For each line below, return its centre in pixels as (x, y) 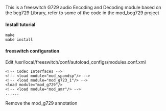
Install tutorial (20, 24)
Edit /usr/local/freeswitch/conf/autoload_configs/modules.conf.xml (76, 62)
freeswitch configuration (32, 51)
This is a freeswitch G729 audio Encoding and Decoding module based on (84, 7)
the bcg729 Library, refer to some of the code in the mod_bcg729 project (82, 13)
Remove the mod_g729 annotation (41, 103)
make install (19, 40)
